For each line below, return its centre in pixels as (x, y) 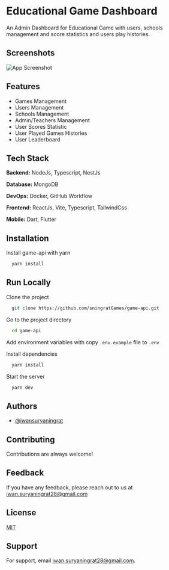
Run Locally (28, 283)
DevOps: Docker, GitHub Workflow (49, 196)
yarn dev (22, 387)
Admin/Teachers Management (52, 120)
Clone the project (28, 297)
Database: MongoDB (32, 184)
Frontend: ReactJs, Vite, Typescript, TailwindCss (67, 208)
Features (23, 86)
